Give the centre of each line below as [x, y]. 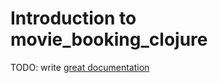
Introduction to [73, 18]
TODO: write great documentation [80, 67]
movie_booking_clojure [109, 39]
